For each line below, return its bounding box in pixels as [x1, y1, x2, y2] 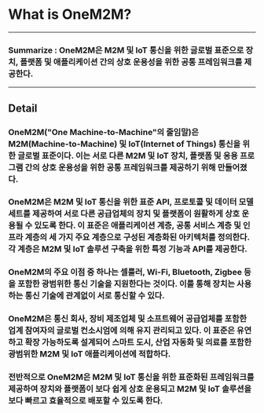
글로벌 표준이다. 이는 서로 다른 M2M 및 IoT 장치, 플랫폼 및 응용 [16, 150, 238, 161]
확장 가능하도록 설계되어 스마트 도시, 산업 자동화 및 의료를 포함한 [24, 337, 252, 348]
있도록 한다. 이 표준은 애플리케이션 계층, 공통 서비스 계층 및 [34, 220, 241, 231]
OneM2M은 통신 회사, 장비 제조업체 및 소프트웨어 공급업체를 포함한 [8, 313, 247, 324]
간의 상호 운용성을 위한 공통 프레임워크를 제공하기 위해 [24, 162, 216, 173]
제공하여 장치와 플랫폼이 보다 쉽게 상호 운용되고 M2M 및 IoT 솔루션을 [8, 383, 252, 394]
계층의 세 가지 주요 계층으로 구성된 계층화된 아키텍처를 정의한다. [24, 232, 250, 243]
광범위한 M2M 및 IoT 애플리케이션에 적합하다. [8, 349, 171, 360]
